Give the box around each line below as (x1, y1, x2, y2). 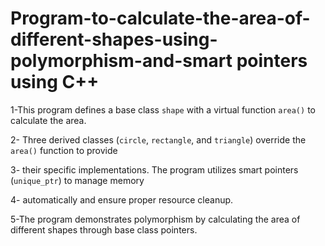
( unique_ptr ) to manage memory (10, 174, 145, 186)
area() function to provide (10, 144, 118, 156)
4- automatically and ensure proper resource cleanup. (10, 193, 234, 206)
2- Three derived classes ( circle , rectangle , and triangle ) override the (10, 133, 307, 146)
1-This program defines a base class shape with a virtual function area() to (10, 103, 316, 116)
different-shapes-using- (10, 28, 218, 51)
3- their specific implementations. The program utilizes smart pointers (10, 163, 299, 176)
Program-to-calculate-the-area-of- (10, 7, 311, 30)
